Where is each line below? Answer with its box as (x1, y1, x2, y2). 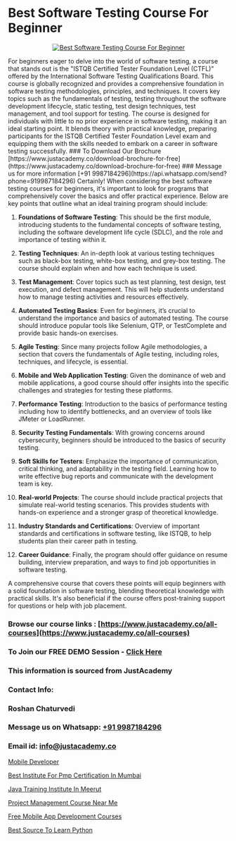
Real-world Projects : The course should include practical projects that (18, 493, 223, 501)
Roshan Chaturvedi (8, 704, 76, 713)
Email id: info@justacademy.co (8, 742, 117, 751)
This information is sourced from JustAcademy (8, 665, 173, 675)
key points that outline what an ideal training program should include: (8, 199, 208, 207)
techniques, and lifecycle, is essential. (18, 357, 129, 366)
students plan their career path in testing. (18, 536, 138, 545)
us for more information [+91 (8, 169, 91, 178)
